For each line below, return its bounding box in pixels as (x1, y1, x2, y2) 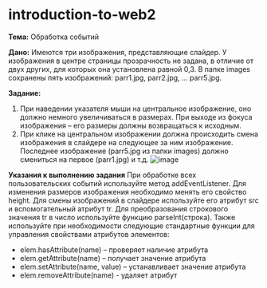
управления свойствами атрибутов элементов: (8, 229, 170, 239)
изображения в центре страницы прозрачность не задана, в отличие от (8, 56, 253, 65)
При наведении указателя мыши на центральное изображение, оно (19, 104, 252, 113)
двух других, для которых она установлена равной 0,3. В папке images (8, 64, 251, 73)
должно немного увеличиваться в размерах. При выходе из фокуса (19, 112, 253, 121)
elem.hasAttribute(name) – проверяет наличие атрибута (19, 245, 209, 254)
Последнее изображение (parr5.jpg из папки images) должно (19, 146, 229, 156)
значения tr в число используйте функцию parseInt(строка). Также (8, 212, 236, 222)
